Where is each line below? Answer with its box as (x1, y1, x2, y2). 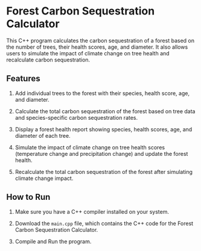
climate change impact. (14, 175, 74, 182)
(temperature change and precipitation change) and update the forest (14, 150, 188, 157)
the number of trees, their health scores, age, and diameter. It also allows (6, 43, 188, 51)
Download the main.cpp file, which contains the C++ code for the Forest (14, 220, 194, 227)
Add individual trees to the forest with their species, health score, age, (14, 89, 190, 97)
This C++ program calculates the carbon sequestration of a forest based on (6, 37, 195, 44)
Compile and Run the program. (14, 238, 92, 245)
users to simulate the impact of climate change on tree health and (6, 49, 170, 57)
